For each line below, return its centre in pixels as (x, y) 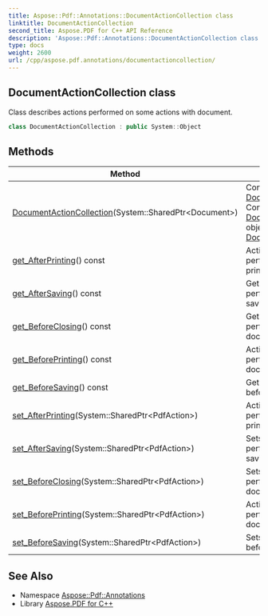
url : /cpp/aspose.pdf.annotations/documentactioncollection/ (112, 61)
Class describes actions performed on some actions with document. (120, 112)
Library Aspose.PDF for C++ (67, 604)
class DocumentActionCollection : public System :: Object (105, 126)
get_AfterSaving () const (57, 294)
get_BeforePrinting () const (62, 359)
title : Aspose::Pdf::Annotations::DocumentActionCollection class (121, 16)
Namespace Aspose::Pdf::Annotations (83, 595)
